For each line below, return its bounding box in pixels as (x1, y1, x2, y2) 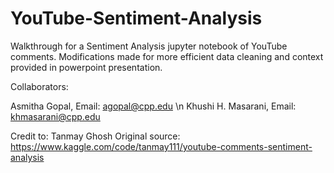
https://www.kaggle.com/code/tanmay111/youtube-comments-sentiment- (10, 140, 313, 152)
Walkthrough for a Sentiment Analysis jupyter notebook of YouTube (10, 40, 288, 52)
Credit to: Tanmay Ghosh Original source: (10, 130, 181, 142)
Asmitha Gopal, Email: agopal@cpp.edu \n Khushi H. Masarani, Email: (10, 100, 297, 112)
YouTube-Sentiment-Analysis (10, 7, 263, 30)
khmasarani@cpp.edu (10, 110, 101, 122)
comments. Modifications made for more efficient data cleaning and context (10, 50, 324, 62)
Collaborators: (10, 80, 69, 92)
